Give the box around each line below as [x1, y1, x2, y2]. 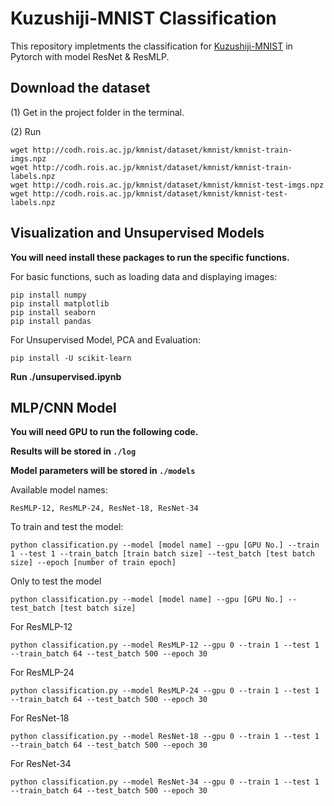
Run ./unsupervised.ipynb [10, 370, 122, 382]
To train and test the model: [10, 521, 124, 533]
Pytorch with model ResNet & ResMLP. [10, 50, 170, 62]
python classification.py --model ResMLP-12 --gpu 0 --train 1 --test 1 [10, 640, 320, 651]
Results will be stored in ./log [10, 445, 137, 457]
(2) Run [10, 125, 42, 137]
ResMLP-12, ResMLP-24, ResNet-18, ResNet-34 [10, 503, 199, 514]
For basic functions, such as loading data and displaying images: [10, 270, 278, 282]
